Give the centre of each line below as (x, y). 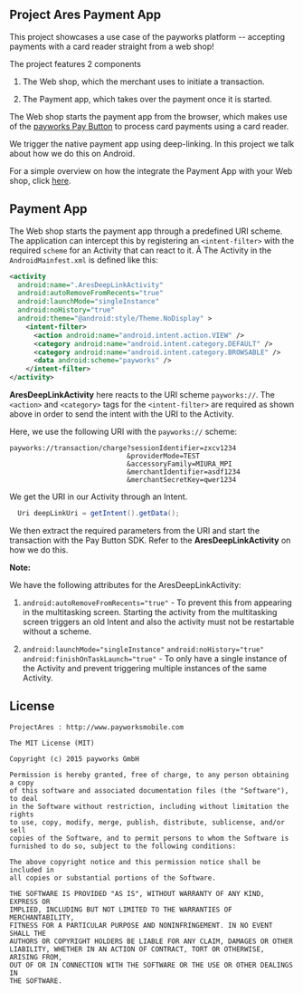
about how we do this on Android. (72, 153)
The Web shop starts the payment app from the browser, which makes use (148, 116)
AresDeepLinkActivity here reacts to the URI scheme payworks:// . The (142, 395)
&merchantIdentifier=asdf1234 (184, 472)
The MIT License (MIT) (52, 743)
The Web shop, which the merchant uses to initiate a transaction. (143, 82)
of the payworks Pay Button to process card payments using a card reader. (149, 126)
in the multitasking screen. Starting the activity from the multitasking (150, 612)
